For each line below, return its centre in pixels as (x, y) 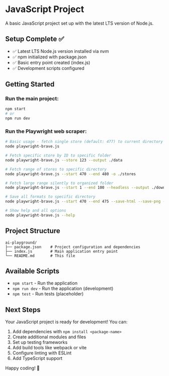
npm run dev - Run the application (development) (63, 288)
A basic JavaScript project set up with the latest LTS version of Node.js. (79, 23)
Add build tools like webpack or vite (50, 348)
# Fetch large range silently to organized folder (59, 183)
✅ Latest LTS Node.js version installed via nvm (61, 51)
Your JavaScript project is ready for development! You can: (66, 322)
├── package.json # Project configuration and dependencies (73, 247)
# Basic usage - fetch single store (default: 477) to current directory (84, 142)
